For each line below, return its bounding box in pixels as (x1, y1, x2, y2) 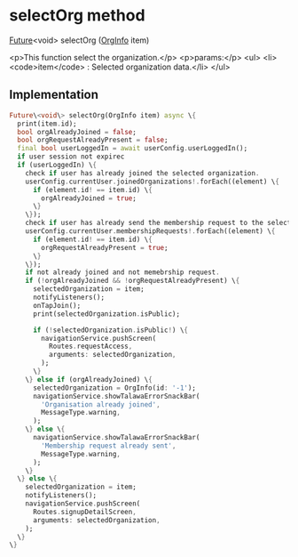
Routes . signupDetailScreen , (32, 507, 137, 516)
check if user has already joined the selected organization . (25, 168, 260, 178)
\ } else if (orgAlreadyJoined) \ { (25, 375, 153, 383)
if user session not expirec (17, 152, 125, 161)
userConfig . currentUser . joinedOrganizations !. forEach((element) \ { (25, 177, 279, 186)
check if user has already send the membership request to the (25, 219, 264, 228)
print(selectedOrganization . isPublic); (32, 309, 180, 319)
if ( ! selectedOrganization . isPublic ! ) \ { (32, 326, 189, 335)
